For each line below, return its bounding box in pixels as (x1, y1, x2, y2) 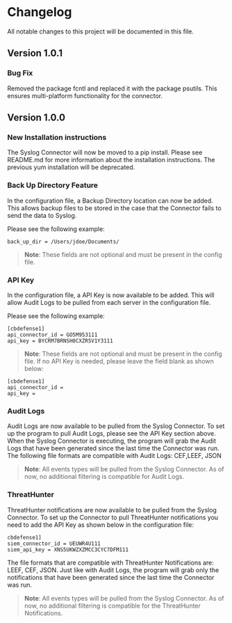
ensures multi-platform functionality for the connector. (7, 91, 163, 100)
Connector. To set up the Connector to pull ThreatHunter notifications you (7, 513, 219, 521)
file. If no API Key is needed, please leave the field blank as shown (24, 356, 214, 365)
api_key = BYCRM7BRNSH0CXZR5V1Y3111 (7, 337, 113, 345)
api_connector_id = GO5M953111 (7, 331, 98, 338)
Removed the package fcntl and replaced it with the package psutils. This (7, 84, 217, 93)
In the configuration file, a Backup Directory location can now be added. (7, 196, 213, 205)
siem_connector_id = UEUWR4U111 (7, 540, 101, 547)
